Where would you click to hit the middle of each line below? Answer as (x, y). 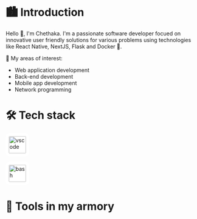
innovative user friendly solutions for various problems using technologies (98, 40)
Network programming (43, 89)
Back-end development (44, 76)
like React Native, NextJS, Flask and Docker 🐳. (64, 46)
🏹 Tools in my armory (60, 206)
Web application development (52, 70)
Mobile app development (46, 83)
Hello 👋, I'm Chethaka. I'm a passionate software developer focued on (93, 33)
